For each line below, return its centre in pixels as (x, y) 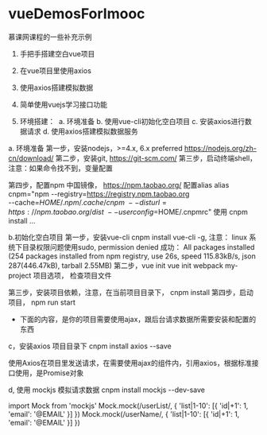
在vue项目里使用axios (55, 70)
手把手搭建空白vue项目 (57, 53)
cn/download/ (31, 158)
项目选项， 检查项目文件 (73, 275)
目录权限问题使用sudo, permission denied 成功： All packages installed (138, 247)
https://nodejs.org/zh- (220, 148)
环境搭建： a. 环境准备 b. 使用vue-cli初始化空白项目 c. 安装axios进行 (132, 121)
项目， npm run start (42, 302)
